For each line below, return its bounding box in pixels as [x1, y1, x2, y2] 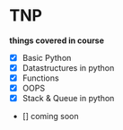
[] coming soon [22, 111, 79, 122]
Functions [22, 73, 60, 83]
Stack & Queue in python [22, 93, 115, 104]
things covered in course [9, 35, 105, 46]
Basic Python [22, 52, 72, 63]
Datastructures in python [22, 63, 115, 73]
